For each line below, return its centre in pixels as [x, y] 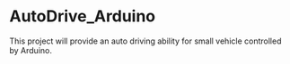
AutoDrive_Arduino [83, 16]
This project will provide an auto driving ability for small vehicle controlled [145, 41]
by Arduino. [31, 50]
